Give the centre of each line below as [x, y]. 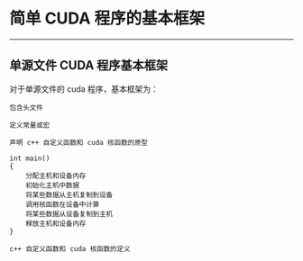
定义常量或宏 [30, 125]
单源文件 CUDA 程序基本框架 [89, 65]
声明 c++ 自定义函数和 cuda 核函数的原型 [79, 142]
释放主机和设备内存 [56, 223]
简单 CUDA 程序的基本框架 [107, 18]
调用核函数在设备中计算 [63, 204]
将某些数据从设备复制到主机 [69, 214]
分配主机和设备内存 [56, 175]
